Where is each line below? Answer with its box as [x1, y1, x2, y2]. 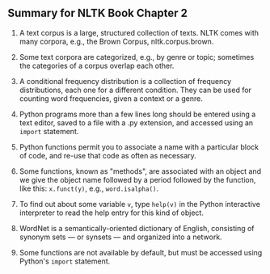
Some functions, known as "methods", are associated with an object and [19, 166, 262, 176]
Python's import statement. [19, 256, 111, 266]
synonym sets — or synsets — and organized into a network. [19, 232, 223, 242]
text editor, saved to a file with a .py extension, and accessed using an [19, 117, 254, 128]
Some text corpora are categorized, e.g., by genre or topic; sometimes [19, 52, 255, 61]
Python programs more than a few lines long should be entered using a [19, 109, 256, 119]
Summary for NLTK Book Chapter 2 [7, 6, 188, 20]
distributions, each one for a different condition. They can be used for [19, 85, 252, 95]
